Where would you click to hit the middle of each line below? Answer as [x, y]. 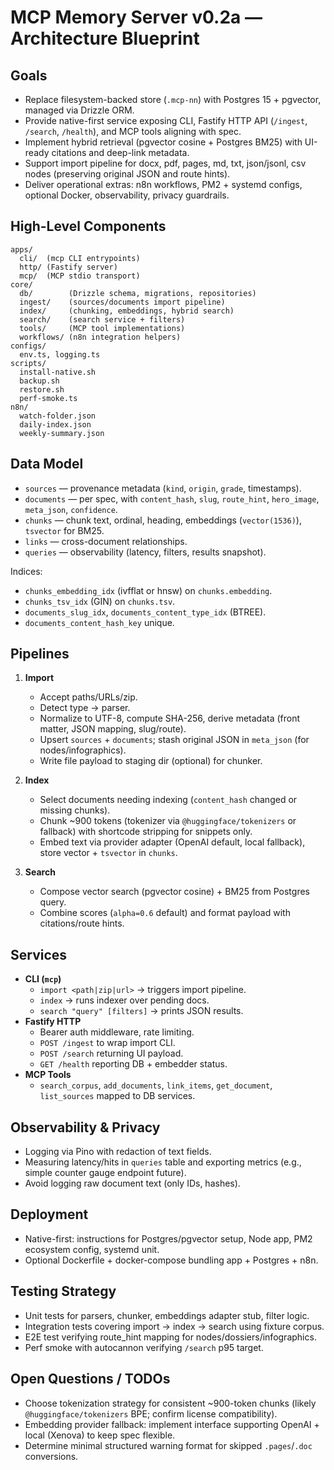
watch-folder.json [58, 416]
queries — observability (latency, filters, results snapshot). [145, 552]
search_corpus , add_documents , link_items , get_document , [156, 1085]
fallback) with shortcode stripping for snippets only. [146, 832]
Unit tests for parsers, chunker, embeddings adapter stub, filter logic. [167, 1315]
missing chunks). [75, 810]
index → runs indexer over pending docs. [124, 1000]
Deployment [49, 1214]
